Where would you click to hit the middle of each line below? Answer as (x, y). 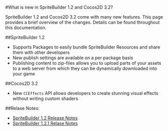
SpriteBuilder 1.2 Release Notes (45, 118)
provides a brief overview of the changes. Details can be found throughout (82, 22)
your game (24, 74)
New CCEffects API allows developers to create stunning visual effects (85, 93)
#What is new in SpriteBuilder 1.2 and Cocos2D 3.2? (59, 7)
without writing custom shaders (45, 98)
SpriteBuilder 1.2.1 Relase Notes (45, 123)
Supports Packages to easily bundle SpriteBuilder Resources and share (86, 47)
